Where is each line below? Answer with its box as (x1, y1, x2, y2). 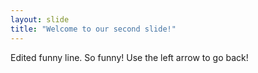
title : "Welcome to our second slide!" (10, 24, 177, 34)
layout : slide (10, 14, 70, 25)
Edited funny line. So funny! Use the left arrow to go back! (10, 51, 249, 63)
